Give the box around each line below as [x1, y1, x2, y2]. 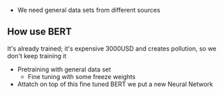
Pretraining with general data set [17, 65, 111, 74]
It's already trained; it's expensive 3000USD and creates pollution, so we [7, 44, 217, 53]
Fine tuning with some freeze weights [27, 72, 136, 80]
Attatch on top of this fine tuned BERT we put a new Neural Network [17, 80, 214, 88]
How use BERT [7, 26, 72, 37]
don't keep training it [7, 51, 67, 60]
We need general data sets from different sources [17, 6, 160, 14]
